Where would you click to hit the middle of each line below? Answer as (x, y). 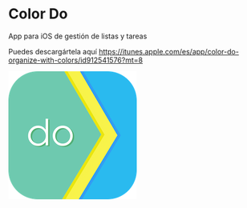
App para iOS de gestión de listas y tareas (78, 36)
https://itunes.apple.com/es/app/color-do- (169, 51)
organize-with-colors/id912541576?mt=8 (75, 60)
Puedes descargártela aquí (53, 51)
